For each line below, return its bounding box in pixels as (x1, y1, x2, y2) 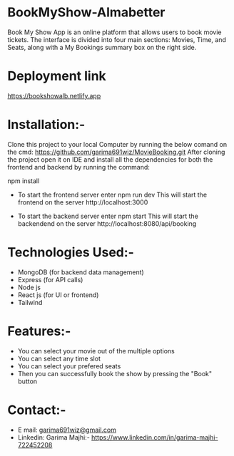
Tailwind (17, 298, 43, 306)
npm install (7, 176, 40, 185)
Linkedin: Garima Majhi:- (17, 432, 91, 442)
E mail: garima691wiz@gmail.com (17, 425, 116, 434)
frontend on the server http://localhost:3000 (17, 197, 148, 207)
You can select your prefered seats (17, 361, 121, 370)
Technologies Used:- (7, 244, 134, 260)
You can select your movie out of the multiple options (17, 346, 175, 355)
